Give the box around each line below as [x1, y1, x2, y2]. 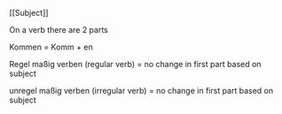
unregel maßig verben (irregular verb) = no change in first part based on [9, 86, 274, 95]
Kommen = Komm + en [9, 42, 93, 52]
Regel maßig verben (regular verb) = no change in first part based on [9, 59, 262, 69]
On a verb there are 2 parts [9, 25, 108, 34]
